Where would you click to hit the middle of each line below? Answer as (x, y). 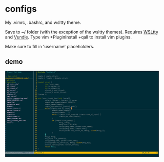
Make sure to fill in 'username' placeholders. (50, 46)
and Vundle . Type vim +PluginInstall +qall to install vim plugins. (68, 37)
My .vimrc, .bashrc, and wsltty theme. (43, 22)
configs (21, 9)
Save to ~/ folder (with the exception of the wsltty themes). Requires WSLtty (82, 32)
